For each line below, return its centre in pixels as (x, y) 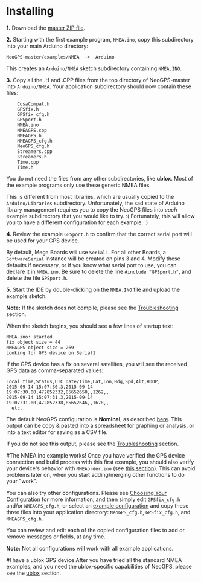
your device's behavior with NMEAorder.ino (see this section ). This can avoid (101, 468)
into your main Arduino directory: (47, 46)
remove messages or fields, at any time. (56, 537)
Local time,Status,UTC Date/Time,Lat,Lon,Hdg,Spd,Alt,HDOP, (84, 381)
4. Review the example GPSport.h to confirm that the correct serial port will (99, 234)
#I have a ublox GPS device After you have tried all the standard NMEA (94, 560)
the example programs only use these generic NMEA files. (78, 185)
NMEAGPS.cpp (32, 130)
